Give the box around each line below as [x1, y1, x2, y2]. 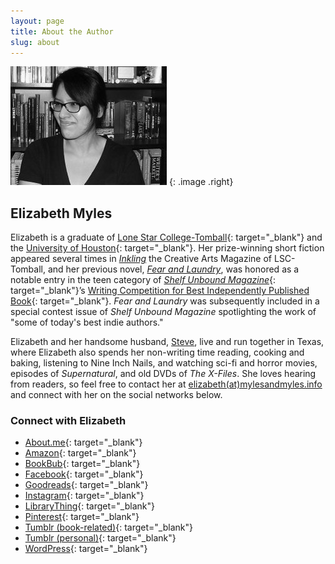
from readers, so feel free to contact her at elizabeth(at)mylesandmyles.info [10, 378, 323, 390]
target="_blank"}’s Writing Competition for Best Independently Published [10, 285, 310, 297]
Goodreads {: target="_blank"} [24, 479, 149, 491]
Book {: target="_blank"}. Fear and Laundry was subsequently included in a [10, 295, 320, 307]
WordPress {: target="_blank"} [24, 543, 148, 555]
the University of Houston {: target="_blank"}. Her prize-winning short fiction [10, 242, 325, 254]
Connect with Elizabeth [10, 414, 127, 428]
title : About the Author [10, 26, 114, 37]
